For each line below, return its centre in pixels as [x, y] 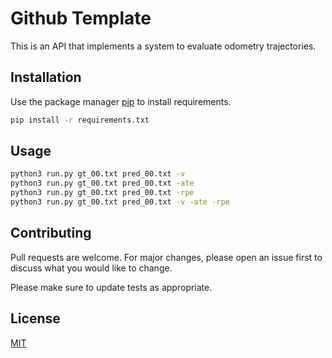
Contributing [51, 233]
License [35, 318]
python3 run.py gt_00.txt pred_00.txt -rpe [102, 193]
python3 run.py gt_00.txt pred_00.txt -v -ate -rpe [120, 202]
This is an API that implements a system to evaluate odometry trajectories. [163, 46]
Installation [46, 77]
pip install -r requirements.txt [80, 120]
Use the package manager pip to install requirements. [121, 101]
